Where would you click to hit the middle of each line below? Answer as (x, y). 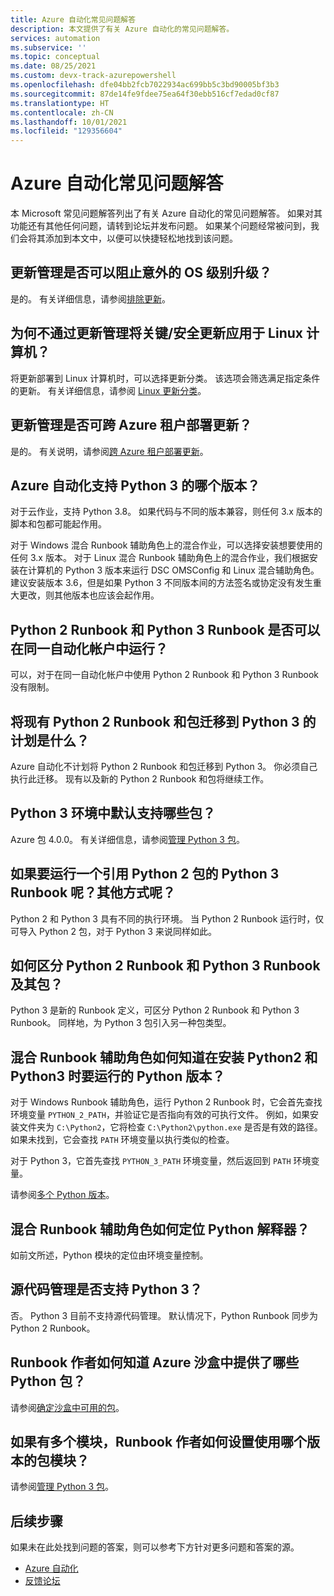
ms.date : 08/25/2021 (53, 66)
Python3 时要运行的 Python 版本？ (118, 1076)
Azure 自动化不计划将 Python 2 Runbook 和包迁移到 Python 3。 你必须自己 (164, 766)
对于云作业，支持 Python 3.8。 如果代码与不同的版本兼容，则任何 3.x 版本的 (166, 512)
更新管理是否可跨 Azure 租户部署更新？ (131, 425)
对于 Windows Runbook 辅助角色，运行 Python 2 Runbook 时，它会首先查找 (166, 1102)
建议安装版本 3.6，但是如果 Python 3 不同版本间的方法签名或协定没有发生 (161, 583)
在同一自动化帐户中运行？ (89, 648)
